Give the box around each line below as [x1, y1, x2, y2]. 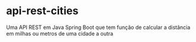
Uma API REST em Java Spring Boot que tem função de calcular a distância [6, 24, 191, 31]
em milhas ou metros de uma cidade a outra [6, 30, 114, 37]
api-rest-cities [6, 4, 79, 18]
